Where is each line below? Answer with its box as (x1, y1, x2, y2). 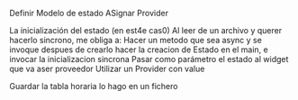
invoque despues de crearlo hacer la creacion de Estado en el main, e (9, 44, 268, 55)
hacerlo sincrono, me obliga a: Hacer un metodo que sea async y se (9, 35, 263, 45)
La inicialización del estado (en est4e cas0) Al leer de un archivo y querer (9, 25, 282, 35)
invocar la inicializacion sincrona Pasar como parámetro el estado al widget (9, 54, 289, 64)
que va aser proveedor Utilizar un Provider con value (9, 63, 205, 74)
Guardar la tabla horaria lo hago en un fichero (9, 81, 178, 91)
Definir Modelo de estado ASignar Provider (9, 8, 169, 18)
